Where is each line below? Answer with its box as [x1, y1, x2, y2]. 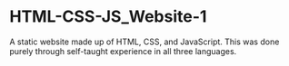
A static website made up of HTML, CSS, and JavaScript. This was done [9, 36, 280, 47]
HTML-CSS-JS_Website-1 [9, 6, 207, 27]
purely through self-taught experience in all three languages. [9, 45, 237, 56]
